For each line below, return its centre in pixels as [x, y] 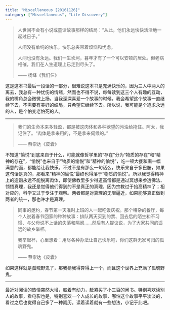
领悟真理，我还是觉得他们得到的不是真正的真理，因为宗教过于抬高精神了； [83, 187]
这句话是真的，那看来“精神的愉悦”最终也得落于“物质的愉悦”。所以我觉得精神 [84, 174]
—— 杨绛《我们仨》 [38, 75]
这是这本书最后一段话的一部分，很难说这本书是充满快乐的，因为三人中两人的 [85, 86]
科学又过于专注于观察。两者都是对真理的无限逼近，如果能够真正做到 [94, 193]
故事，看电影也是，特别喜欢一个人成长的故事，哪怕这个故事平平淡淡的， [89, 296]
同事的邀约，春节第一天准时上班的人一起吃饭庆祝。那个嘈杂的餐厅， [89, 210]
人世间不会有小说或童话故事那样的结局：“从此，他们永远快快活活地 [87, 30]
